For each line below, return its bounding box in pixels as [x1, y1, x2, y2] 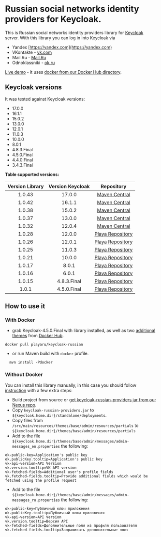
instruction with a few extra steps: [5, 387, 73, 393]
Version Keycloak [48, 183, 90, 190]
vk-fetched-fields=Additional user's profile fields [5, 469, 114, 474]
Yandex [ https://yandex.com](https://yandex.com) [12, 44, 112, 50]
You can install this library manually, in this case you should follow [5, 382, 137, 388]
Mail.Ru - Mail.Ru [12, 54, 46, 60]
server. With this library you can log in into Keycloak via [5, 35, 116, 41]
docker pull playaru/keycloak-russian [5, 342, 83, 347]
